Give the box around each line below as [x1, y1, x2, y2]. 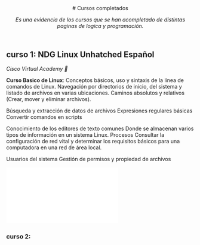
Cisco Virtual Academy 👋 [6, 65, 68, 73]
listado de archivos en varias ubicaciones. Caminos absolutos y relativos [6, 89, 185, 96]
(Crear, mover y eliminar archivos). [6, 96, 91, 103]
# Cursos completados [72, 5, 128, 11]
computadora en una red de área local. [6, 144, 102, 151]
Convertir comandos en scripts [6, 114, 82, 121]
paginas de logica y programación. [57, 23, 144, 29]
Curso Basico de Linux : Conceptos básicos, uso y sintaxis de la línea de [6, 77, 184, 84]
